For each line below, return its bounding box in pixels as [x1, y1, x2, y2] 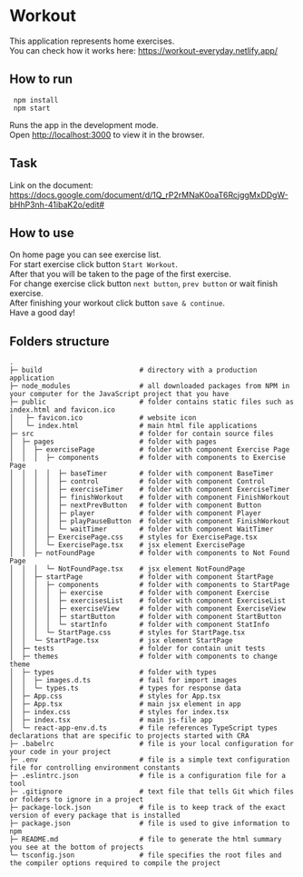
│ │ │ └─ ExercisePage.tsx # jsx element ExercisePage [9, 541, 246, 550]
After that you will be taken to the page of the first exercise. [9, 269, 231, 280]
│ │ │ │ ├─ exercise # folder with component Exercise [9, 588, 270, 598]
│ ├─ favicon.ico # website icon [9, 414, 197, 423]
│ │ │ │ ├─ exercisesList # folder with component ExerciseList [9, 596, 286, 605]
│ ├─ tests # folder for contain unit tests [9, 644, 266, 653]
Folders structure [9, 334, 111, 349]
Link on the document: [9, 179, 93, 191]
